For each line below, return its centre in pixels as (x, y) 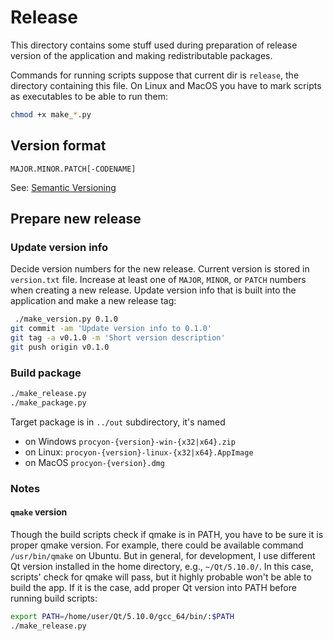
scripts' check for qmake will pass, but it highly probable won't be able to (161, 577)
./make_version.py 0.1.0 (66, 319)
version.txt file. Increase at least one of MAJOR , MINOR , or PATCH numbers (158, 280)
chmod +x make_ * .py (51, 114)
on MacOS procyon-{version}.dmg (94, 462)
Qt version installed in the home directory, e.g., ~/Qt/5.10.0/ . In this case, (162, 566)
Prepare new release (76, 219)
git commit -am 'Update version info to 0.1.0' (111, 329)
